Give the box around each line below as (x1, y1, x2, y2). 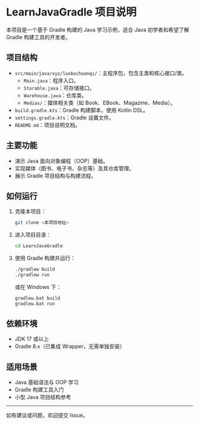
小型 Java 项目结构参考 (14, 394, 71, 401)
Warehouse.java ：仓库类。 (23, 91, 87, 98)
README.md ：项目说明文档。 (14, 121, 81, 128)
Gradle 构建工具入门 (14, 386, 64, 393)
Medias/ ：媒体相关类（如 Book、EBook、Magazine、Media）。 (23, 99, 176, 106)
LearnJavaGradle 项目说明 (6, 5, 137, 19)
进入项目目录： (14, 231, 52, 238)
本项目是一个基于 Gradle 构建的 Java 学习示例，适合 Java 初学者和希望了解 (6, 26, 190, 33)
